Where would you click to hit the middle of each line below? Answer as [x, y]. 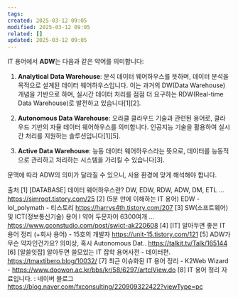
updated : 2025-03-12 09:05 [47, 40]
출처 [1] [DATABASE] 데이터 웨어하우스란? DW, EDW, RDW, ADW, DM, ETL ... [116, 190]
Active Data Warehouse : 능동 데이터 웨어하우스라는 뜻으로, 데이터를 [114, 151]
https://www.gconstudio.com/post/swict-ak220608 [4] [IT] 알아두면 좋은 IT [117, 226]
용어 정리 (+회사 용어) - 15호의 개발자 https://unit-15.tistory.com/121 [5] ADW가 [119, 234]
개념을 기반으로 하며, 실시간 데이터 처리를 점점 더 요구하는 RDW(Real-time [120, 94]
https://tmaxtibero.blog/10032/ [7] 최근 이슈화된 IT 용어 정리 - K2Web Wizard [118, 261]
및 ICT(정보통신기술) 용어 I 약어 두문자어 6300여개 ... [81, 216]
